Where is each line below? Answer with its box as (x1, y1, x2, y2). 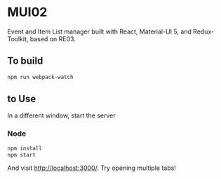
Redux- (192, 27, 215, 36)
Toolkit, (7, 34, 29, 43)
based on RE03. (29, 34, 76, 43)
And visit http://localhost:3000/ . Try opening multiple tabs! (7, 164, 177, 172)
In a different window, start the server (7, 111, 116, 120)
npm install (7, 145, 42, 152)
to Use (7, 93, 36, 105)
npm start (7, 151, 36, 158)
